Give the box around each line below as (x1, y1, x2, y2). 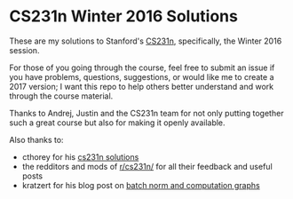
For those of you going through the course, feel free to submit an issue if (9, 62, 275, 73)
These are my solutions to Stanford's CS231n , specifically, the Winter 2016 (9, 36, 282, 46)
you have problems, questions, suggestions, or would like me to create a (9, 71, 274, 82)
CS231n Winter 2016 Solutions (9, 6, 238, 27)
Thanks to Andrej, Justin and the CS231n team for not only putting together (9, 107, 284, 118)
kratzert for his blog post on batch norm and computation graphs (21, 179, 260, 190)
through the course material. (9, 91, 114, 101)
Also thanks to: (9, 134, 64, 145)
